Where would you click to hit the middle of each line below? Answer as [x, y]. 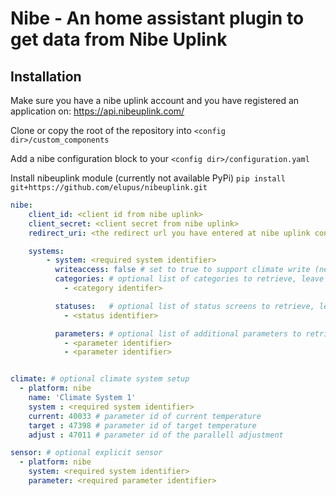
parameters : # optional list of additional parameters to [178, 333]
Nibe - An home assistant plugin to [157, 18]
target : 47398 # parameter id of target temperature [142, 425]
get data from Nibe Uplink [119, 39]
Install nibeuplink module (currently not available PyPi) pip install [148, 178]
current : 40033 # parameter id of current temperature [145, 416]
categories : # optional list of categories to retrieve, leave [189, 279]
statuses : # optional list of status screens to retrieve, [184, 306]
